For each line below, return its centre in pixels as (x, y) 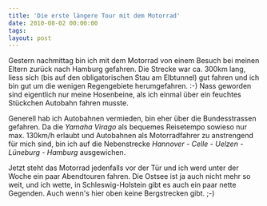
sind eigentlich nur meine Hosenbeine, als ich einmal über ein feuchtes (125, 95)
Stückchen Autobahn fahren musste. (69, 103)
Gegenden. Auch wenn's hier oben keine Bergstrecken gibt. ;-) (112, 193)
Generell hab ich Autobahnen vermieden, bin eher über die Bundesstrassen (132, 119)
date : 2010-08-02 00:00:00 (53, 23)
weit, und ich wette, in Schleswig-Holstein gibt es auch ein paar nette (122, 185)
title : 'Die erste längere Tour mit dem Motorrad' (94, 16)
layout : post (30, 38)
